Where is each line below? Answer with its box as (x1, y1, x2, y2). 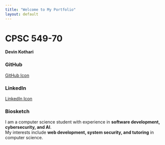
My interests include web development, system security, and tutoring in (5, 129, 154, 135)
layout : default (5, 12, 38, 17)
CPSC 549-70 (5, 33, 63, 44)
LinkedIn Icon (5, 96, 33, 102)
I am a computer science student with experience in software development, (5, 119, 160, 125)
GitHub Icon (5, 72, 30, 78)
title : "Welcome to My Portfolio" (5, 7, 76, 12)
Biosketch (5, 108, 30, 115)
